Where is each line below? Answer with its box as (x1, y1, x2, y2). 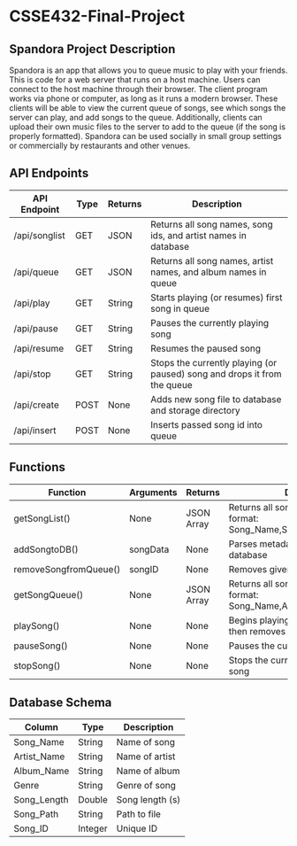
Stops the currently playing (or (149, 356, 278, 369)
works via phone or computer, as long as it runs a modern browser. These (9, 93, 278, 104)
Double (78, 794, 109, 806)
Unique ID (116, 822, 157, 834)
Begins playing (228, 614, 290, 626)
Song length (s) (116, 794, 181, 806)
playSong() (13, 619, 60, 632)
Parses (228, 538, 258, 550)
